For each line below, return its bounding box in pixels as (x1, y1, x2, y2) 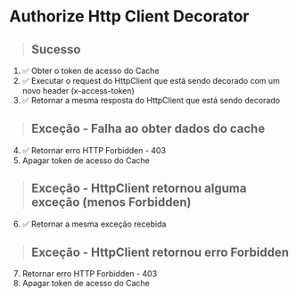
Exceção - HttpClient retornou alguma (30, 181, 247, 196)
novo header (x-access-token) (21, 86, 136, 95)
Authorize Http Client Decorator (9, 6, 250, 27)
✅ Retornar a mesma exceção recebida (21, 219, 167, 229)
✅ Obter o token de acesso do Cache (21, 65, 160, 76)
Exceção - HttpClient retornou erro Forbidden (30, 245, 290, 260)
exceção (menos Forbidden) (30, 194, 192, 210)
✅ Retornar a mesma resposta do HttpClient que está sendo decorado (21, 95, 281, 105)
